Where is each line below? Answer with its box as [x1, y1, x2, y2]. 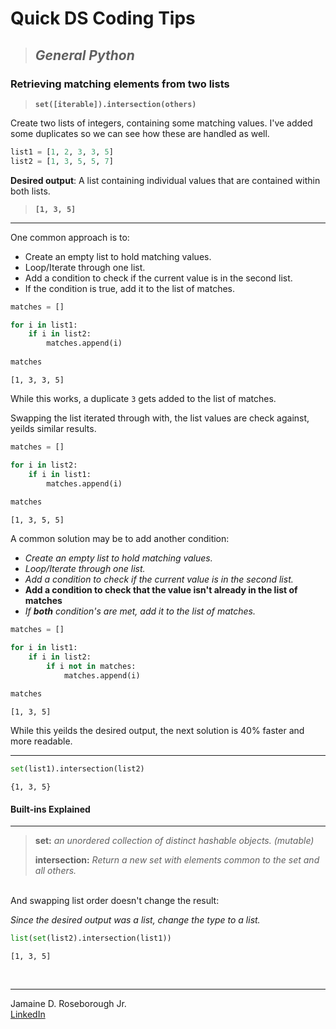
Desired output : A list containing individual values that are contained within [10, 174, 321, 186]
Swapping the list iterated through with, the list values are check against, [10, 412, 310, 424]
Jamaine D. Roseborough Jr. [10, 998, 127, 1010]
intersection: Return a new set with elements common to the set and [34, 854, 320, 866]
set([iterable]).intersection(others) [34, 99, 197, 109]
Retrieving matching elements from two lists [10, 77, 230, 91]
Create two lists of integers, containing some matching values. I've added [10, 117, 313, 129]
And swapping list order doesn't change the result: [10, 895, 220, 907]
